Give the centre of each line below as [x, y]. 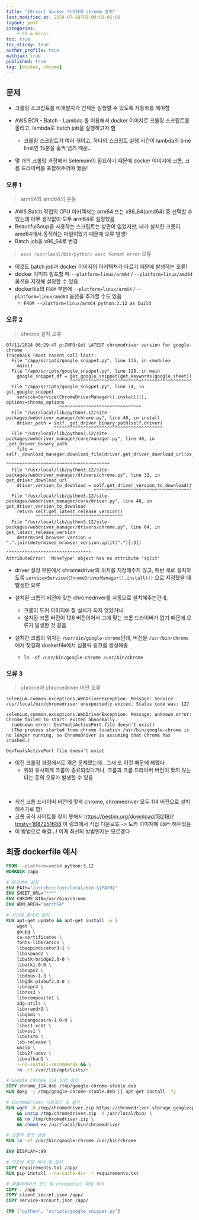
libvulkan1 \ [33, 1059]
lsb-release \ [34, 1042]
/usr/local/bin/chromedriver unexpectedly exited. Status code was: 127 [98, 704]
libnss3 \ [29, 993]
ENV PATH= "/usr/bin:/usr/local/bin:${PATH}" [62, 888]
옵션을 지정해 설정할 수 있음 [46, 282]
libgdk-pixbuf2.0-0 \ [43, 982]
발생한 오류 [28, 585]
